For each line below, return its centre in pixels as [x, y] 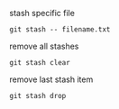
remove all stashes [44, 46]
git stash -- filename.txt [60, 30]
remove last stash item [51, 79]
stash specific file [42, 13]
